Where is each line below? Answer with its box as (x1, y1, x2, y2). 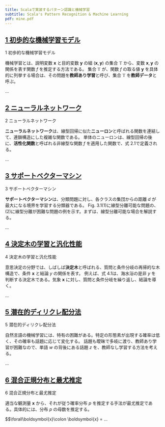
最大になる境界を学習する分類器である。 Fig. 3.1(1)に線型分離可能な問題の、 (5, 202, 159, 208)
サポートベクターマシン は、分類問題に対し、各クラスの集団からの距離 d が (5, 196, 156, 202)
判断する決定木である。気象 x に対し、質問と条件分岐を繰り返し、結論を (5, 276, 152, 282)
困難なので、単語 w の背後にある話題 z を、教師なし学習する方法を (13, 345, 149, 350)
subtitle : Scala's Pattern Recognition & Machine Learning (5, 12, 129, 17)
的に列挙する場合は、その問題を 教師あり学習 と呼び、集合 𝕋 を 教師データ (5, 72, 153, 79)
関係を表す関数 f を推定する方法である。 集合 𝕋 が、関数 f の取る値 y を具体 (5, 66, 158, 72)
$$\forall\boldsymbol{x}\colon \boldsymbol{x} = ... (5, 416, 108, 422)
